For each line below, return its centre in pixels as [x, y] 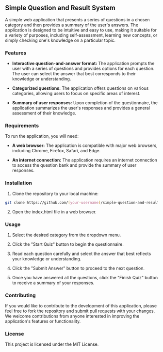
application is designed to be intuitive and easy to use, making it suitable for [81, 30]
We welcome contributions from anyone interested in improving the [72, 316]
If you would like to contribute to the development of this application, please [81, 306]
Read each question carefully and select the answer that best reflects [81, 254]
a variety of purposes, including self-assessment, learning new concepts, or [81, 35]
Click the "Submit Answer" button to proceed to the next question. [78, 268]
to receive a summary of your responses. [53, 283]
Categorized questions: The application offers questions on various [80, 88]
